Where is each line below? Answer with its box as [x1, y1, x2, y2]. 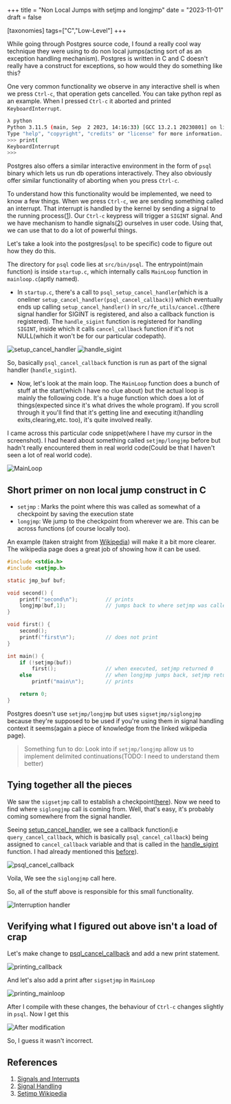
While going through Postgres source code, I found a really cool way [7, 40, 201, 47]
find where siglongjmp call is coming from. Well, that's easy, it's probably [7, 804, 214, 813]
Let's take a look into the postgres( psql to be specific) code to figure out [7, 240, 212, 248]
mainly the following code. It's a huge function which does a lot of [16, 394, 204, 402]
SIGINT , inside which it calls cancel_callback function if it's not [16, 324, 195, 333]
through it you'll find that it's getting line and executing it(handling [16, 408, 204, 417]
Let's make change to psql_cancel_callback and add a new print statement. [7, 949, 220, 958]
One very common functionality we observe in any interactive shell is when [7, 82, 220, 90]
